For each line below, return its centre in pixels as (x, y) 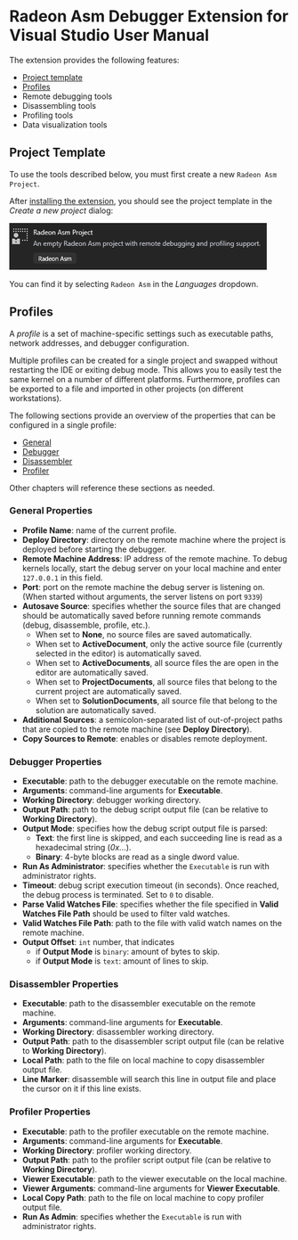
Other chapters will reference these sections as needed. (112, 488)
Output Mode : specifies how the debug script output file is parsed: (145, 829)
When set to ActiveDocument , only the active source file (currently (159, 644)
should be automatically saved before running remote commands (141, 615)
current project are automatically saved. (109, 691)
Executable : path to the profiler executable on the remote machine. (145, 1131)
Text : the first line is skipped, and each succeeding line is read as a (159, 838)
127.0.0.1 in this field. (63, 578)
